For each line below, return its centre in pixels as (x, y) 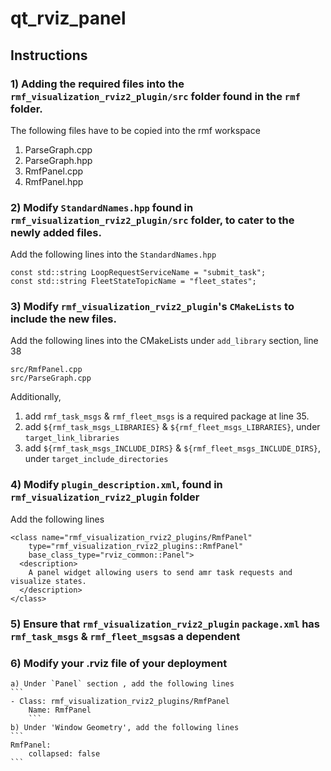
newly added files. (56, 232)
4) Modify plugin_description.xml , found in (116, 485)
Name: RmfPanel (60, 710)
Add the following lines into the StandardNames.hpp (113, 254)
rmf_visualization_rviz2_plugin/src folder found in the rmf (155, 96)
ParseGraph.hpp (58, 160)
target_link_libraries (72, 438)
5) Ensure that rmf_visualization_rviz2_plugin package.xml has (165, 624)
